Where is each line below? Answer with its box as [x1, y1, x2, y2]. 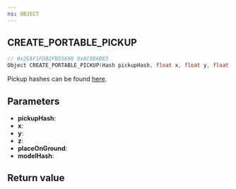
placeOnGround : [17, 144, 68, 152]
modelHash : [17, 151, 54, 160]
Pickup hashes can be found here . [7, 75, 107, 84]
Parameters [7, 95, 60, 107]
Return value [7, 172, 65, 184]
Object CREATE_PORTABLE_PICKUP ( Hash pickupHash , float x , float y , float [7, 62, 230, 69]
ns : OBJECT [7, 10, 40, 18]
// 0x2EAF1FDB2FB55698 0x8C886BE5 [7, 55, 110, 62]
